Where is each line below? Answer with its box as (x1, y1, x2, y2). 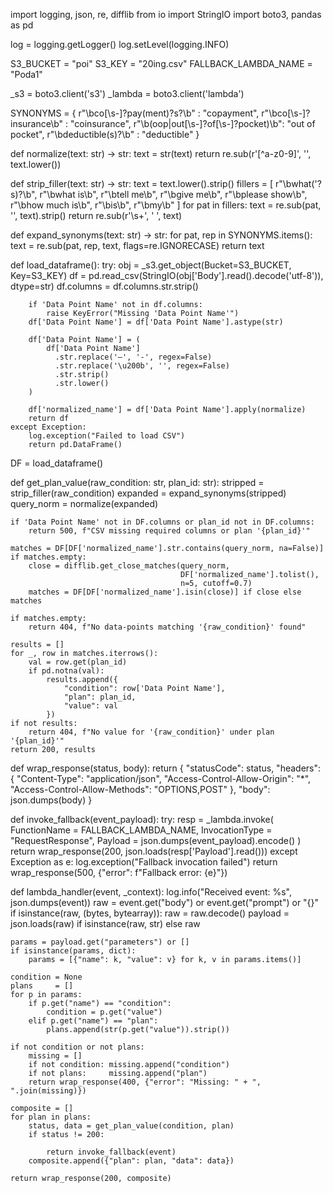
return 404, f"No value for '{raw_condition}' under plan (28, 727, 275, 737)
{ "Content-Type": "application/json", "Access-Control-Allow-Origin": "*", (10, 773, 312, 784)
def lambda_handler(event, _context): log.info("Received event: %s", (10, 886, 293, 898)
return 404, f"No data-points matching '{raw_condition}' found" (28, 622, 307, 632)
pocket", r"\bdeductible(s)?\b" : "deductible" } (10, 129, 200, 140)
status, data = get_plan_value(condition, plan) (28, 1121, 235, 1131)
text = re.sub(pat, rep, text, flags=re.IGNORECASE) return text (10, 240, 265, 251)
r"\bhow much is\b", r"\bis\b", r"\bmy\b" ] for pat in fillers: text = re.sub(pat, (10, 199, 322, 211)
